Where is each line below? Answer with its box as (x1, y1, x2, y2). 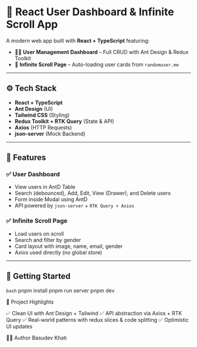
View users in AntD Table (14, 183, 76, 190)
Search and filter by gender (14, 236, 81, 243)
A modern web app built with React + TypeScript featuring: (6, 37, 150, 44)
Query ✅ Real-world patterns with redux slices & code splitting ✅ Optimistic (6, 316, 189, 323)
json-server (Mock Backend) (14, 130, 86, 137)
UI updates (6, 322, 33, 330)
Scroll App (6, 18, 58, 31)
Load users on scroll (14, 230, 64, 237)
